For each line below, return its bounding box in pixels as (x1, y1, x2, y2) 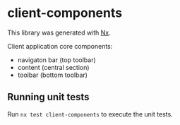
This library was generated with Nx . (7, 28, 111, 37)
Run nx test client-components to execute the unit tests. (7, 109, 173, 118)
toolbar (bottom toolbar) (17, 71, 88, 79)
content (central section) (17, 63, 90, 71)
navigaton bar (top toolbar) (17, 55, 97, 64)
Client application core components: (7, 42, 113, 50)
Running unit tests (7, 91, 90, 103)
